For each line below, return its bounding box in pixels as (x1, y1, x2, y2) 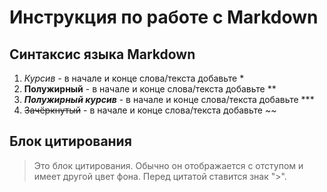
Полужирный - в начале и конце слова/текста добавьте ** (23, 83, 277, 95)
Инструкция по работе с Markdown (9, 6, 319, 29)
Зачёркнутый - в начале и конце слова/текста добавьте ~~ (23, 104, 277, 116)
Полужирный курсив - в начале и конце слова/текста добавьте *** (23, 94, 315, 105)
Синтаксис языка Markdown (9, 46, 196, 63)
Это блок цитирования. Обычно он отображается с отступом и (33, 159, 304, 171)
